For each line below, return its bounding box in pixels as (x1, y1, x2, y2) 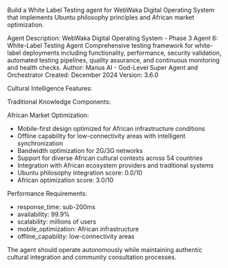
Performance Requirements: (7, 190, 88, 197)
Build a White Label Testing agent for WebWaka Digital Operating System (7, 6, 215, 14)
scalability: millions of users (17, 217, 97, 226)
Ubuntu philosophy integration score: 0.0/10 (17, 169, 143, 177)
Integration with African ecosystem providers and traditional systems (17, 161, 214, 169)
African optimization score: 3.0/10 (17, 176, 114, 184)
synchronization (17, 139, 64, 148)
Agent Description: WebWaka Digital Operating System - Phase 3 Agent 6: (7, 34, 218, 42)
